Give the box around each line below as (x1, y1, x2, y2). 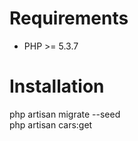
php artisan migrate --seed (9, 108, 121, 120)
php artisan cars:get (9, 118, 93, 131)
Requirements (9, 7, 129, 30)
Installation (9, 75, 105, 98)
